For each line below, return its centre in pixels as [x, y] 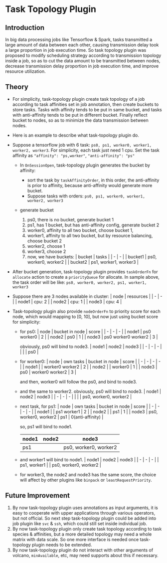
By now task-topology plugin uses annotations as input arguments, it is [85, 508]
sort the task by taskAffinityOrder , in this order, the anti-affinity [93, 180]
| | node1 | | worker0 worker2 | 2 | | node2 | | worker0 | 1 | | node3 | [88, 367]
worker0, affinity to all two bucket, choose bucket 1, [80, 230]
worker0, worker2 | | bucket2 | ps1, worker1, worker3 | [83, 262]
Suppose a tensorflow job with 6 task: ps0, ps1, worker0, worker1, [82, 145]
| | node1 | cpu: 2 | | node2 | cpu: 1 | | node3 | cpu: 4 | [67, 301]
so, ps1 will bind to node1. [46, 426]
